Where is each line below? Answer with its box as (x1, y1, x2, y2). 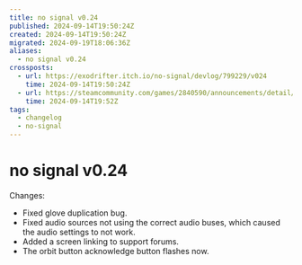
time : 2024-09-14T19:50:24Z (25, 80, 130, 89)
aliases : (9, 47, 42, 56)
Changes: (9, 190, 45, 200)
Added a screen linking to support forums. (22, 235, 180, 247)
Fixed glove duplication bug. (22, 208, 128, 218)
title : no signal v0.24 (9, 13, 99, 22)
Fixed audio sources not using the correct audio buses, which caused (22, 216, 281, 227)
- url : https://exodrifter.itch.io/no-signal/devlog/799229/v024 (17, 72, 268, 81)
